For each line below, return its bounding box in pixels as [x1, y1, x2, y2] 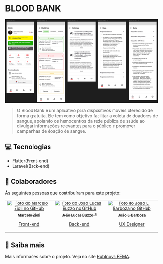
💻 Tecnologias [5, 142, 51, 151]
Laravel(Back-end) [12, 163, 49, 169]
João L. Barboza [118, 213, 146, 217]
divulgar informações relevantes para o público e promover [16, 123, 136, 129]
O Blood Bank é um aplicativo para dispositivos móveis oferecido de [16, 108, 153, 113]
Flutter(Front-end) [12, 158, 49, 164]
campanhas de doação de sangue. [16, 128, 86, 134]
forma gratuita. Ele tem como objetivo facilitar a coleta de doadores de [16, 112, 158, 119]
